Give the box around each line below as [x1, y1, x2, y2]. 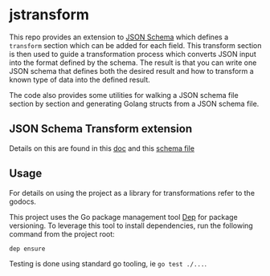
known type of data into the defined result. [9, 75, 151, 84]
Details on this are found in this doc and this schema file [9, 143, 195, 153]
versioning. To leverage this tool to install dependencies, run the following [9, 221, 254, 230]
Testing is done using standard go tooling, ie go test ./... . [9, 258, 207, 268]
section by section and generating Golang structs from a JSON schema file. [9, 99, 260, 108]
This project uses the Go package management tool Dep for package [9, 212, 238, 221]
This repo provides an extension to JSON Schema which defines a [9, 32, 228, 42]
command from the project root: [9, 229, 115, 238]
